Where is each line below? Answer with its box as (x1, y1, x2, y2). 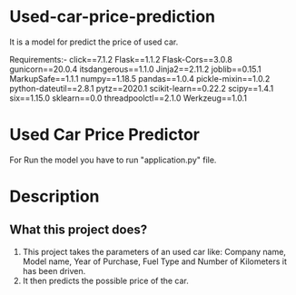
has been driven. (22, 265, 86, 276)
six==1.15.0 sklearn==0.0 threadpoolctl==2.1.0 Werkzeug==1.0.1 (9, 93, 248, 103)
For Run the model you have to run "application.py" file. (9, 154, 217, 165)
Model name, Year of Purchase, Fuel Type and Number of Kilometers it (22, 256, 288, 267)
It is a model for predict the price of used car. (9, 36, 179, 47)
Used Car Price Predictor (9, 124, 200, 145)
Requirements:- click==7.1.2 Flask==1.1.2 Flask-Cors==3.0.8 (9, 54, 233, 64)
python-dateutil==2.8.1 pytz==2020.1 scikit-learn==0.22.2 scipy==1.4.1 (9, 83, 274, 93)
